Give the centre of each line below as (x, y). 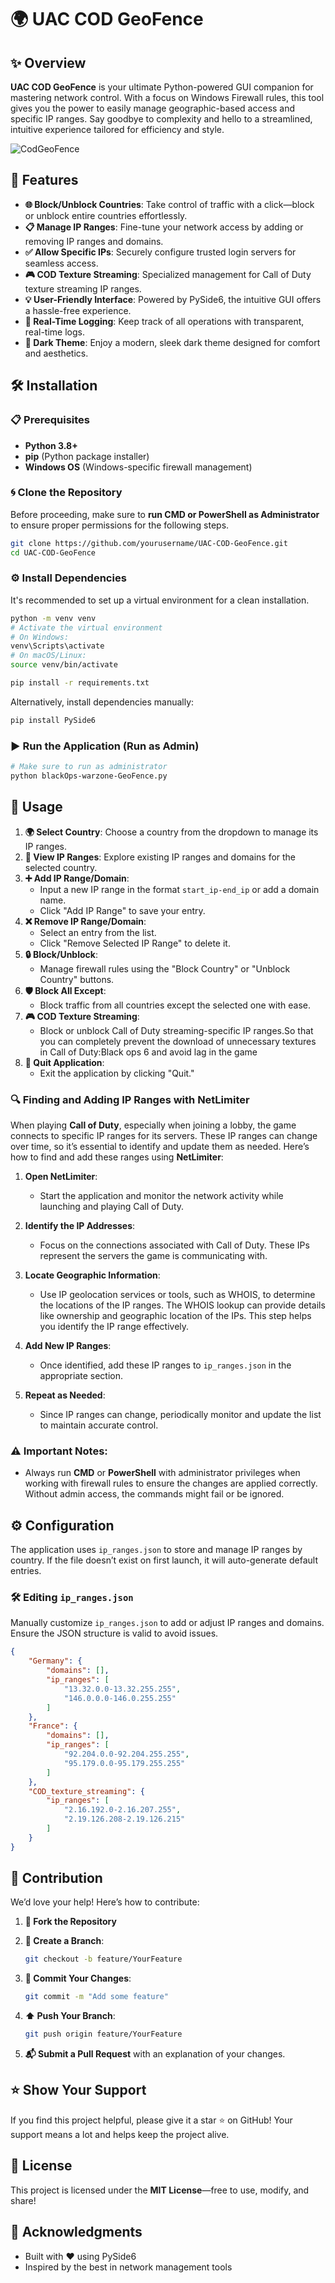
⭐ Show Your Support (78, 2090)
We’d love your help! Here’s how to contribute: (105, 1902)
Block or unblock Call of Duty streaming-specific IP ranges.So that (176, 1030)
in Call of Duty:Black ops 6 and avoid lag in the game (148, 1052)
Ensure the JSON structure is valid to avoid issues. (114, 1633)
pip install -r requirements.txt (80, 683)
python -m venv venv (53, 618)
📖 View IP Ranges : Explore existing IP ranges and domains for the (160, 857)
